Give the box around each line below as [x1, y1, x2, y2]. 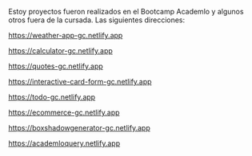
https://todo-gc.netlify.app [8, 92, 96, 102]
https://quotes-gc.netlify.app [8, 61, 104, 71]
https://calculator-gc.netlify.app [8, 46, 114, 55]
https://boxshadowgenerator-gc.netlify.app [8, 123, 150, 132]
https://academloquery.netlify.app [8, 138, 121, 148]
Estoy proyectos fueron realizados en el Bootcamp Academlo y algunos [8, 7, 244, 16]
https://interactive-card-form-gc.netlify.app [8, 77, 152, 86]
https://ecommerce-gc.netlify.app [8, 107, 120, 117]
